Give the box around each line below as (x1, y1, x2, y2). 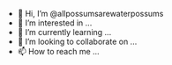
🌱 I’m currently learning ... (17, 27, 112, 37)
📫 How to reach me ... (17, 47, 100, 56)
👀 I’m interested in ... (17, 18, 93, 28)
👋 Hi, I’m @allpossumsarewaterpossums (17, 9, 164, 18)
